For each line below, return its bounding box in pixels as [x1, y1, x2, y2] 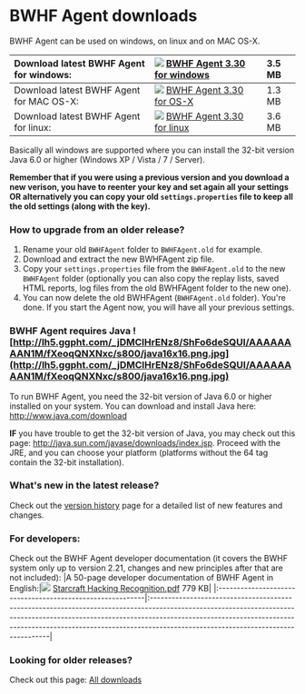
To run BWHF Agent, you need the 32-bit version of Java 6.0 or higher [9, 391, 272, 402]
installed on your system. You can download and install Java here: [9, 401, 257, 411]
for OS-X [153, 94, 194, 107]
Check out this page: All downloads [9, 674, 143, 686]
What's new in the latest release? [9, 479, 160, 491]
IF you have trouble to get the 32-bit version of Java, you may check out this [9, 428, 296, 439]
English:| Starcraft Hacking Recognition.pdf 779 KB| [9, 583, 212, 594]
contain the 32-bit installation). [9, 456, 124, 468]
